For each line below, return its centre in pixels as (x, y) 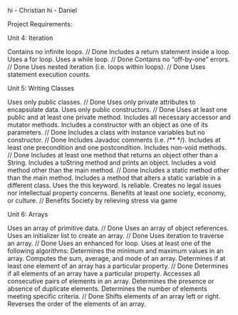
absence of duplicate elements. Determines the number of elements (108, 289)
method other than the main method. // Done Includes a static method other (118, 170)
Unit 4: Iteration (30, 38)
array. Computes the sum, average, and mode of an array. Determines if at (117, 258)
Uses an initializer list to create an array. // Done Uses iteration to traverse (116, 236)
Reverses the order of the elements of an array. (77, 304)
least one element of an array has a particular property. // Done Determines (118, 266)
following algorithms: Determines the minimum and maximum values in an (116, 251)
